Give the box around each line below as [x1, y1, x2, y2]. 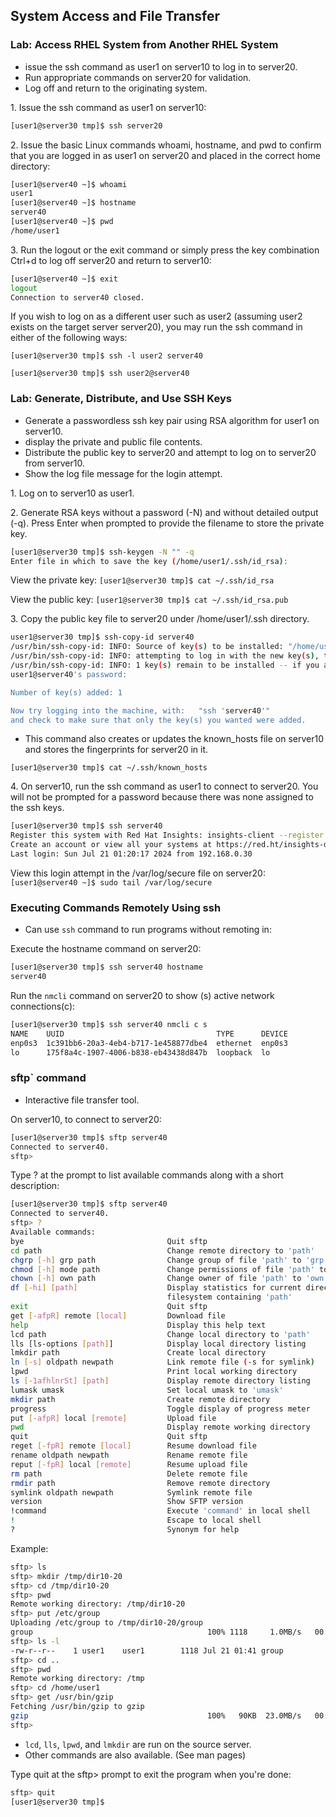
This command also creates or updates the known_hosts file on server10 [24, 733, 325, 745]
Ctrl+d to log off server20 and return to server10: [10, 254, 212, 266]
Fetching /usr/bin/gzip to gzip [10, 1702, 145, 1712]
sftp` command [10, 1071, 87, 1085]
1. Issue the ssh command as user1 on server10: [10, 101, 207, 113]
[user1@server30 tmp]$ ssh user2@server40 [10, 369, 190, 379]
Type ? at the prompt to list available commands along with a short [10, 1169, 284, 1181]
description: [10, 1180, 60, 1192]
